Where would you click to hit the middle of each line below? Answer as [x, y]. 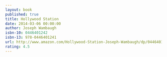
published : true [22, 14]
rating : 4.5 [17, 47]
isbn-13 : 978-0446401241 [31, 38]
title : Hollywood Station [32, 19]
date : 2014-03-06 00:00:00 [33, 24]
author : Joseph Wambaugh [31, 28]
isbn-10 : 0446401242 [27, 33]
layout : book [19, 10]
